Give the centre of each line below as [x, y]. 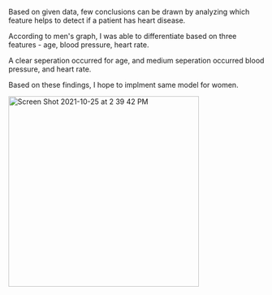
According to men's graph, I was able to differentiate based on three [123, 36]
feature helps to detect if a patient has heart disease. [97, 20]
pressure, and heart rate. [50, 69]
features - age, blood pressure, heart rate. [79, 45]
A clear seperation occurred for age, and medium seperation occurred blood [136, 61]
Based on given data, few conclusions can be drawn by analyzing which [129, 12]
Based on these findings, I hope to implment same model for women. [123, 85]
